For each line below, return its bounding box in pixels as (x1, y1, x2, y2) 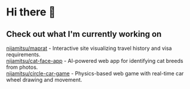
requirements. (6, 51, 41, 58)
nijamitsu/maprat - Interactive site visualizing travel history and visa (6, 44, 172, 52)
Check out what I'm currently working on (6, 29, 162, 39)
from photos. (6, 63, 38, 71)
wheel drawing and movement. (6, 77, 82, 83)
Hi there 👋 (6, 5, 56, 19)
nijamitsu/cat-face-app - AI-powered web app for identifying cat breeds (6, 58, 183, 64)
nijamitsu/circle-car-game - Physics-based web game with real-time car (6, 70, 184, 77)
